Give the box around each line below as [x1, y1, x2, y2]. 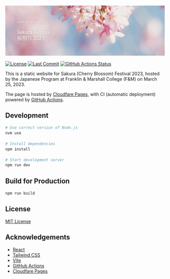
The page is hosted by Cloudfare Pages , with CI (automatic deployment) [5, 91, 156, 97]
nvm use [5, 130, 22, 136]
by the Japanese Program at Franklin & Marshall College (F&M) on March [5, 76, 157, 82]
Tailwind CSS [12, 252, 40, 258]
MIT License [5, 218, 31, 224]
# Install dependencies [5, 141, 56, 146]
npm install [5, 147, 30, 152]
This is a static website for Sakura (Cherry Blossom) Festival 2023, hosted [5, 71, 160, 77]
